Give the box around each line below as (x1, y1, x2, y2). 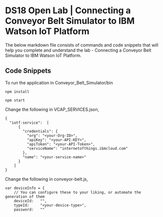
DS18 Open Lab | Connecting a (5, 5, 131, 16)
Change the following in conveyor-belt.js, (5, 176, 88, 182)
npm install (5, 89, 29, 94)
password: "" (14, 207, 45, 212)
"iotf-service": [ (9, 120, 49, 125)
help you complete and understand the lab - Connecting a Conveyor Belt (5, 47, 152, 53)
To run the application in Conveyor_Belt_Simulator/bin (5, 80, 114, 85)
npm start (5, 98, 25, 103)
